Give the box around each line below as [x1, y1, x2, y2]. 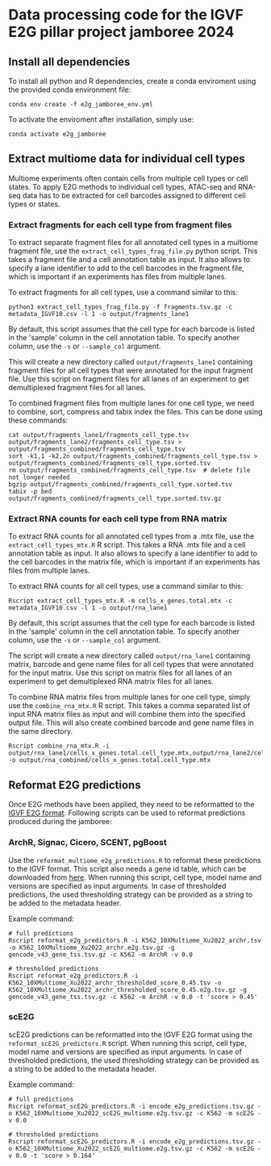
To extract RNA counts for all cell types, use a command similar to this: [8, 581, 244, 591]
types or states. [8, 199, 60, 209]
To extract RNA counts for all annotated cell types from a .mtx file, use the [8, 531, 255, 541]
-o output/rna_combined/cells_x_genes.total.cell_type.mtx [8, 756, 211, 764]
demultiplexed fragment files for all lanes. [8, 383, 147, 393]
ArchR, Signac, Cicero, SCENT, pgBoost [8, 837, 167, 848]
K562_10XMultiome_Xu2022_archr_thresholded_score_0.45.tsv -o [8, 978, 222, 987]
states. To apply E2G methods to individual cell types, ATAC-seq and [8, 181, 236, 191]
